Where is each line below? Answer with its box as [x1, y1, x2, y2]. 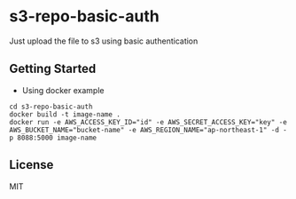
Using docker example [21, 84, 105, 95]
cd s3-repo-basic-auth [9, 102, 93, 111]
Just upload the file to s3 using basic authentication [9, 36, 199, 46]
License [9, 157, 54, 172]
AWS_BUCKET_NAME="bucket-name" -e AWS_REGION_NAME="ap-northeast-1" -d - [9, 125, 288, 134]
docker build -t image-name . [9, 109, 121, 119]
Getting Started [9, 61, 97, 76]
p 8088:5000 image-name [9, 133, 97, 142]
